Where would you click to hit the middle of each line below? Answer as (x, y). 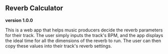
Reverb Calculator (34, 8)
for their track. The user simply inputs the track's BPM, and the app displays (84, 35)
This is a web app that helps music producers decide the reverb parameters (84, 30)
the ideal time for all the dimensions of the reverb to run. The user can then (83, 40)
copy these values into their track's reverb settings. (59, 46)
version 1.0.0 (19, 20)
